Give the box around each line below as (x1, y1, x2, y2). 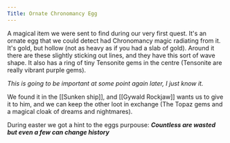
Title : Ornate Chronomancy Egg (7, 10, 98, 17)
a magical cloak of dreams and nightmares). (7, 107, 133, 115)
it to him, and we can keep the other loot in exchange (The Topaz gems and (7, 99, 223, 108)
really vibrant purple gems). (7, 66, 87, 74)
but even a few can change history (7, 128, 109, 136)
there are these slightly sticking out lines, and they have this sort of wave (7, 51, 216, 59)
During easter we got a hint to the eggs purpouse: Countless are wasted (7, 120, 216, 128)
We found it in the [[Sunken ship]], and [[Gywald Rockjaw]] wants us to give (7, 93, 224, 101)
